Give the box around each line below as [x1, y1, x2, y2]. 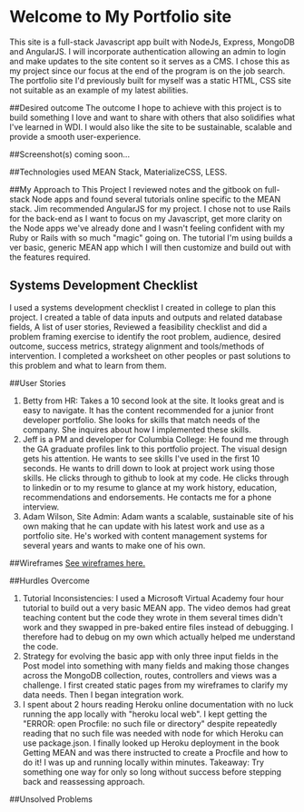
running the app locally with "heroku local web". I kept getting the [22, 708, 268, 719]
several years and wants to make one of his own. [22, 540, 206, 550]
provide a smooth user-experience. [9, 131, 142, 142]
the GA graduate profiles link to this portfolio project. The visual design [22, 443, 288, 454]
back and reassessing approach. [22, 776, 145, 787]
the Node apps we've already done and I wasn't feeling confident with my [9, 223, 286, 233]
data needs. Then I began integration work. [22, 688, 184, 700]
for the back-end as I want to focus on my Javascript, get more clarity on [9, 213, 283, 223]
